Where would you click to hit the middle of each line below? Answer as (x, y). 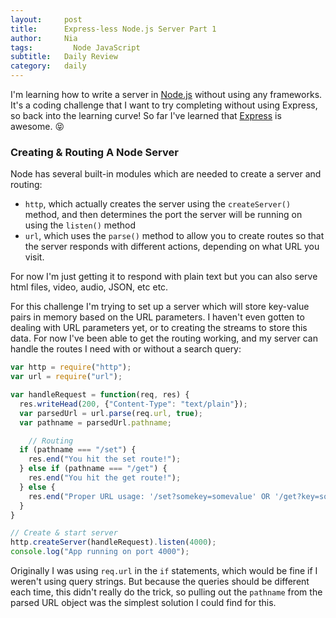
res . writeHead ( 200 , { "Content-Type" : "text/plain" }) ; (133, 404)
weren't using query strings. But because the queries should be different (160, 582)
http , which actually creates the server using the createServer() (158, 204)
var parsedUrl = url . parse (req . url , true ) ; (111, 413)
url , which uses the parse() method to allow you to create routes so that (174, 236)
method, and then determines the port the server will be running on (163, 215)
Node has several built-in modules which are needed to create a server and (166, 174)
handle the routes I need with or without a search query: (126, 349)
